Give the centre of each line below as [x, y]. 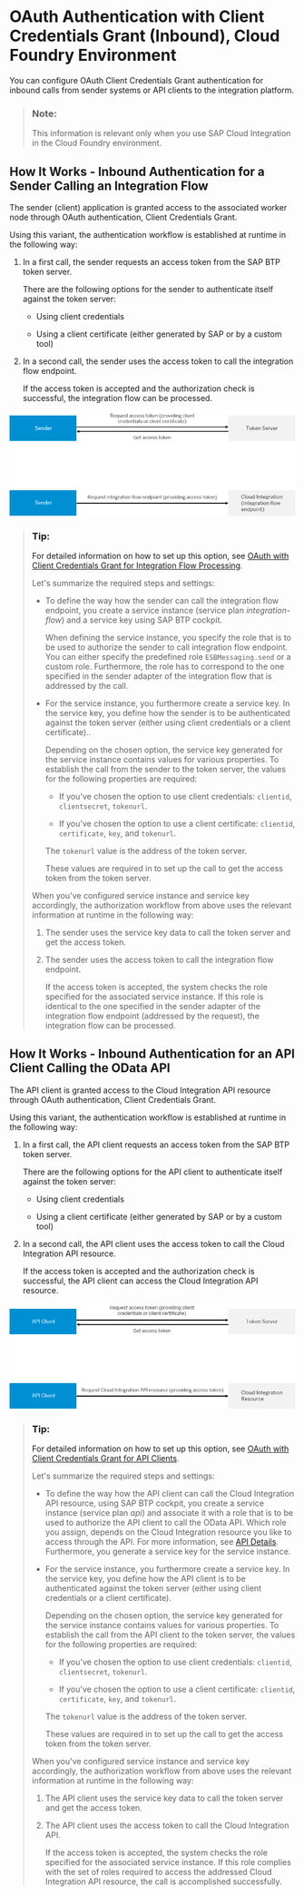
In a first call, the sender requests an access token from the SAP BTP [152, 262]
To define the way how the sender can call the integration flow [162, 601]
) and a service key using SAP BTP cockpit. [142, 620]
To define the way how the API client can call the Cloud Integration [170, 1494]
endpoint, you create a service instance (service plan [145, 611]
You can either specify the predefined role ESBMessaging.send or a [168, 657]
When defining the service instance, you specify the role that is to [168, 638]
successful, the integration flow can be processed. [118, 398]
